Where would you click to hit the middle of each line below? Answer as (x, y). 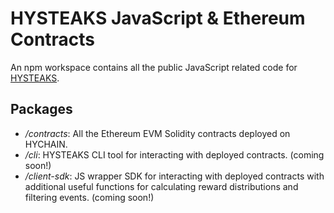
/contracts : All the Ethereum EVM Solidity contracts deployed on (157, 133)
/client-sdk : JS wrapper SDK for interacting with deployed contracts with (174, 176)
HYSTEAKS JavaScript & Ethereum (158, 18)
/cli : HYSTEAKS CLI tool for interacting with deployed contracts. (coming (174, 154)
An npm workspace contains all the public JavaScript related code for (154, 67)
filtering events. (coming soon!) (89, 197)
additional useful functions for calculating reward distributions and (161, 186)
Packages (41, 109)
